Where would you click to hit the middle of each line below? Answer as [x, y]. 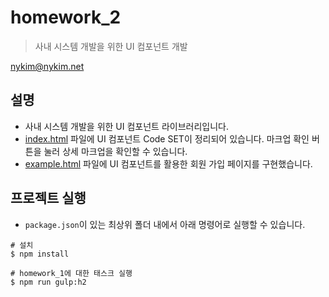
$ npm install [40, 254]
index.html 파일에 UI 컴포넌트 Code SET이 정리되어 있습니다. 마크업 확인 [167, 138]
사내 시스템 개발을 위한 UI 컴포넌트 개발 [111, 46]
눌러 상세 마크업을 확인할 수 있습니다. [115, 151]
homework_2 [66, 17]
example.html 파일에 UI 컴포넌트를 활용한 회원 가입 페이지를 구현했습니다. [168, 163]
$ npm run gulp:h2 [48, 282]
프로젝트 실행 [48, 198]
